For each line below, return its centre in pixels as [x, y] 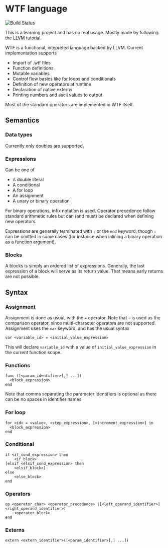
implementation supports [31, 53]
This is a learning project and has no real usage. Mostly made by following [82, 32]
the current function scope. [33, 352]
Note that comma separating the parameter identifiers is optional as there [81, 394]
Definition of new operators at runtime [52, 84]
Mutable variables [31, 73]
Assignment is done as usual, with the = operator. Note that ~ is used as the [83, 317]
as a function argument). [31, 242]
